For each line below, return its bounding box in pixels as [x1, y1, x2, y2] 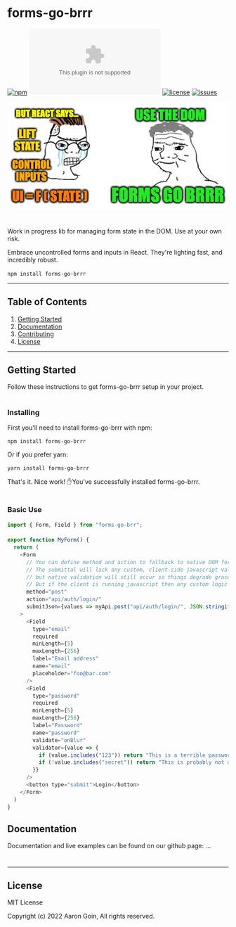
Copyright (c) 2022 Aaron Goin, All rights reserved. [7, 912, 155, 921]
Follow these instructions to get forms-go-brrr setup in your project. [7, 383, 204, 391]
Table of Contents [7, 296, 88, 308]
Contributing [17, 329, 54, 338]
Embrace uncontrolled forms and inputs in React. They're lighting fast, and [7, 248, 223, 256]
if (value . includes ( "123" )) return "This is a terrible [38, 751, 206, 759]
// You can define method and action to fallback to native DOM [25, 558, 218, 565]
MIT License [7, 898, 44, 907]
